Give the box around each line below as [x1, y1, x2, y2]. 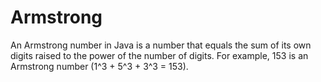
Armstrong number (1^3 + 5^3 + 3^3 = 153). [10, 60, 189, 72]
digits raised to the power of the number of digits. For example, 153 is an [10, 49, 309, 61]
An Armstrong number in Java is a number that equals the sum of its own [10, 39, 312, 51]
